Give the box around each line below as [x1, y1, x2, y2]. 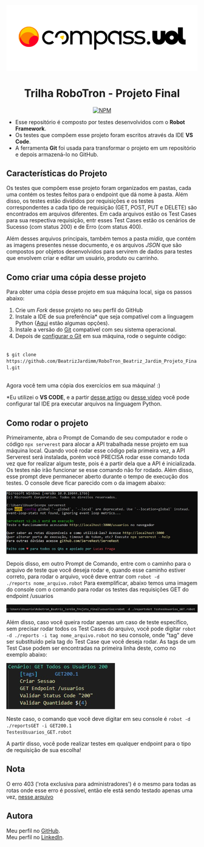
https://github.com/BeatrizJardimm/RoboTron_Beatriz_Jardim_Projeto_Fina [6, 358, 197, 365]
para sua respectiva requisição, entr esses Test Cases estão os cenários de [6, 217, 195, 224]
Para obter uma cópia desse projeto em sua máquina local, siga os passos [6, 288, 192, 296]
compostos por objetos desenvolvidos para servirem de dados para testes [6, 248, 192, 255]
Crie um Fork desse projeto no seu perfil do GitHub [15, 306, 143, 314]
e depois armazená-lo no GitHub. [15, 150, 99, 158]
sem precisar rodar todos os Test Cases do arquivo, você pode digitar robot [6, 625, 196, 632]
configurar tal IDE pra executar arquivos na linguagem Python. [6, 400, 162, 407]
